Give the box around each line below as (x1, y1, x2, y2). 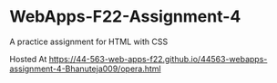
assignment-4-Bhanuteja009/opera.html (9, 63, 161, 74)
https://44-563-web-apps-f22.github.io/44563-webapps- (48, 53, 268, 64)
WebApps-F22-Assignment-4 (9, 6, 241, 27)
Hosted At (9, 53, 47, 64)
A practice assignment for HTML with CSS (9, 36, 169, 47)
